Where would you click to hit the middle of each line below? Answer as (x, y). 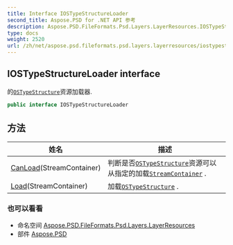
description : (26, 26)
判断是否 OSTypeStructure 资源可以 (162, 162)
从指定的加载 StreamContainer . (157, 173)
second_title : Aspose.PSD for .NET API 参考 (71, 20)
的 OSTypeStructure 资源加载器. (50, 92)
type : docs (23, 33)
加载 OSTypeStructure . (143, 186)
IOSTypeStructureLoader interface (84, 74)
